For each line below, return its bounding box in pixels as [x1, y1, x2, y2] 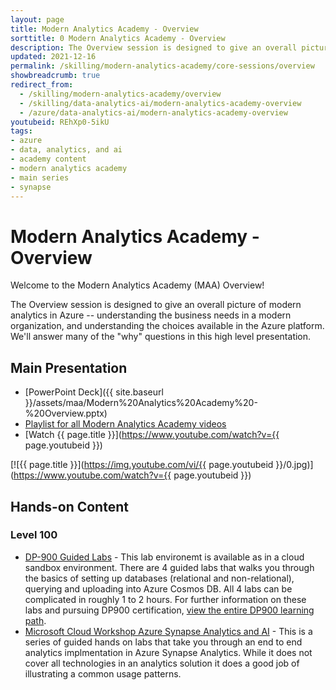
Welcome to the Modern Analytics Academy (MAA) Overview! [10, 279, 265, 291]
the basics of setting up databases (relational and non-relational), [24, 572, 295, 584]
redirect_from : [10, 80, 74, 90]
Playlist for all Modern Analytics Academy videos [24, 418, 227, 430]
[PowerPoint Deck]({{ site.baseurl [24, 386, 164, 398]
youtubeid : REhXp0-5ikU [10, 117, 110, 127]
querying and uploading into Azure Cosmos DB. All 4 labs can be [24, 582, 293, 595]
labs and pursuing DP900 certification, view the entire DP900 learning [24, 604, 315, 616]
